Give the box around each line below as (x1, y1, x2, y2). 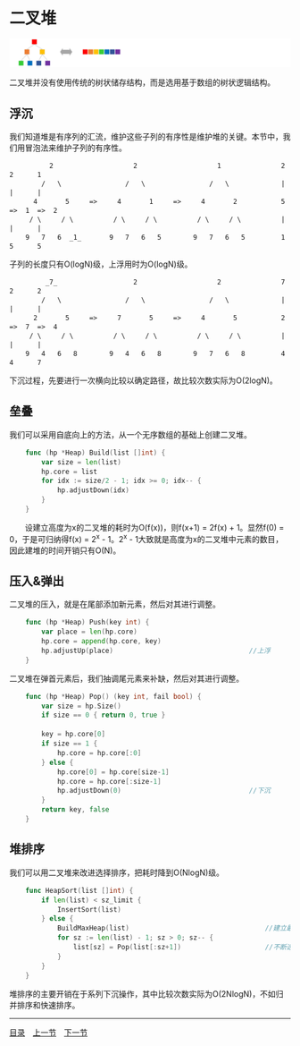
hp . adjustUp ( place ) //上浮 (41, 646, 271, 655)
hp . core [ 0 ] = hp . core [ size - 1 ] (56, 767, 170, 777)
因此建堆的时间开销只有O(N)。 (9, 545, 121, 556)
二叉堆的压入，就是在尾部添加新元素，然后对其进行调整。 (9, 599, 221, 609)
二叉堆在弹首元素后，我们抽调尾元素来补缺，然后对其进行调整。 (9, 673, 244, 684)
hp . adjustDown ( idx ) (56, 486, 129, 495)
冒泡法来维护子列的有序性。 (24, 142, 127, 153)
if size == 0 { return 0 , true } (41, 710, 166, 720)
